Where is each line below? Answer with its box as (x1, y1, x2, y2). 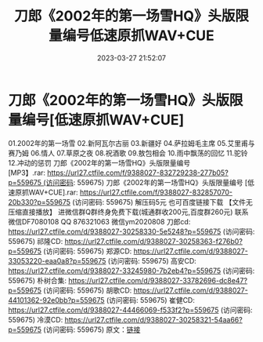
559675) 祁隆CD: (8, 236, 63, 246)
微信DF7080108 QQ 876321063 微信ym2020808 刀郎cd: (8, 216, 191, 226)
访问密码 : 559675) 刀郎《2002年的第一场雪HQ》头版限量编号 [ (45, 177, 248, 187)
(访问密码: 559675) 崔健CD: (106, 295, 196, 304)
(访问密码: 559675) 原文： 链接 (42, 325, 141, 334)
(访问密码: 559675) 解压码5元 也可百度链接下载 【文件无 (72, 197, 253, 206)
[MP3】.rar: (8, 168, 45, 177)
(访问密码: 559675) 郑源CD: (42, 246, 132, 256)
